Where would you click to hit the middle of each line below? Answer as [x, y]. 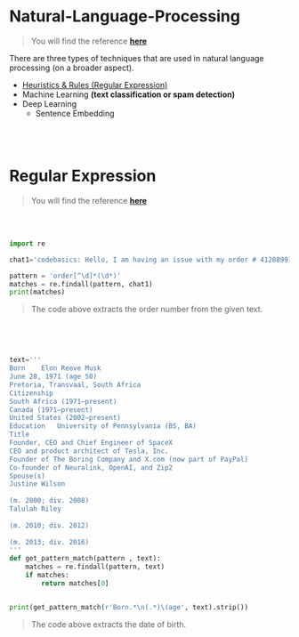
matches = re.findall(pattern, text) [95, 567]
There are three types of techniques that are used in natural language [137, 58]
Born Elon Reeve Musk [55, 368]
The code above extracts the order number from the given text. [147, 310]
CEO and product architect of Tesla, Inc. [89, 451]
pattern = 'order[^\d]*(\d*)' [65, 276]
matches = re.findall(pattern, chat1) [81, 284]
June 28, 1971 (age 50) [53, 376]
